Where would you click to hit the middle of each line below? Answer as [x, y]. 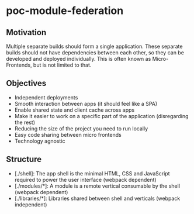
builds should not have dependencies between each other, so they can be [95, 53]
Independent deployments [46, 97]
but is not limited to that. [62, 65]
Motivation [26, 32]
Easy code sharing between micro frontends [68, 134]
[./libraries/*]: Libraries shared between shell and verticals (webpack [97, 198]
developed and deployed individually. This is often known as [79, 59]
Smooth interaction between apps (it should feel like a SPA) [86, 103]
